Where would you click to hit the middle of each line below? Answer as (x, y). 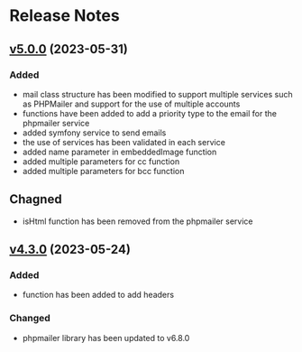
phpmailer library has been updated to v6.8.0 (106, 338)
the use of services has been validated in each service (124, 142)
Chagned (36, 199)
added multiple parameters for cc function (101, 161)
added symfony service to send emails (94, 133)
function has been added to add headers (98, 295)
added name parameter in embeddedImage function (119, 152)
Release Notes (64, 16)
